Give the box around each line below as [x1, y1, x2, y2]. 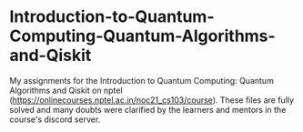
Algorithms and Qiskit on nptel [9, 85, 123, 96]
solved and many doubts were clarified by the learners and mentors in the [9, 104, 287, 115]
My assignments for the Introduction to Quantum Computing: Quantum [9, 75, 275, 86]
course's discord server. [9, 114, 101, 125]
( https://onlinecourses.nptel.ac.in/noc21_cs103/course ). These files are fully [9, 94, 294, 106]
